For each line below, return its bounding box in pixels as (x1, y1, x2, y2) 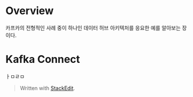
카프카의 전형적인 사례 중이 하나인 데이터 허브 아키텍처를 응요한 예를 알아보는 (5, 24, 181, 31)
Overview (5, 4, 54, 18)
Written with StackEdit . (19, 84, 76, 92)
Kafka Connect (5, 53, 80, 66)
